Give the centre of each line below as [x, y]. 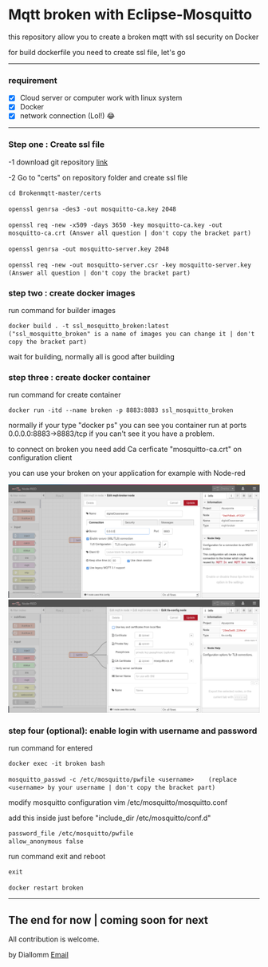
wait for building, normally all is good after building [91, 357]
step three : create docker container [79, 377]
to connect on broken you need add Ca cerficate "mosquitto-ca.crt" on [125, 450]
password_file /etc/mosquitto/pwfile [71, 834]
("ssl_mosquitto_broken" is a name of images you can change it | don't [132, 334]
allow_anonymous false [46, 842]
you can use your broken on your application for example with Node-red [127, 474]
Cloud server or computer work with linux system [101, 98]
